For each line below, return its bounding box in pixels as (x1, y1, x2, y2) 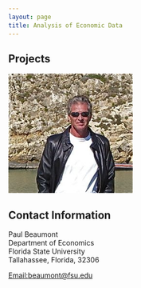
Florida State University (8, 246, 85, 256)
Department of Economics (8, 238, 95, 248)
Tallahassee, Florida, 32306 (8, 255, 100, 265)
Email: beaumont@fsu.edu (8, 270, 93, 280)
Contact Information (8, 209, 112, 222)
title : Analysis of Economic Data (8, 21, 123, 30)
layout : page (8, 13, 52, 21)
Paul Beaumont (8, 230, 58, 239)
